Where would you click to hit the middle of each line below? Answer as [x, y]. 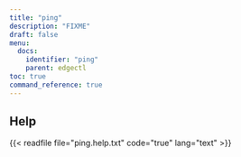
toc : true [28, 77]
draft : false [34, 34]
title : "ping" [36, 18]
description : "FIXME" [50, 26]
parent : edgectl [56, 69]
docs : [28, 51]
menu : [19, 43]
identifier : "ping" [62, 60]
